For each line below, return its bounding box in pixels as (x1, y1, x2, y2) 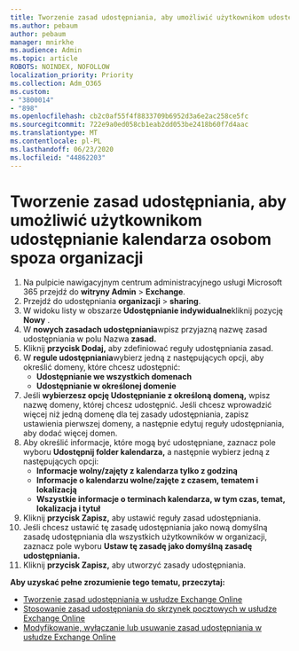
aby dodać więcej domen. (22, 427, 118, 439)
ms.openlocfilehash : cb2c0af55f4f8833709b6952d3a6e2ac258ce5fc (10, 112, 249, 121)
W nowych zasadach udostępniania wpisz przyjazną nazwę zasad (22, 325, 268, 335)
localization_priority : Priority (10, 71, 134, 80)
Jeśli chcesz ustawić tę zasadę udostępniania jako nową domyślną (22, 522, 268, 533)
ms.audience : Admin (10, 46, 83, 55)
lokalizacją (35, 484, 78, 495)
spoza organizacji (10, 247, 144, 268)
